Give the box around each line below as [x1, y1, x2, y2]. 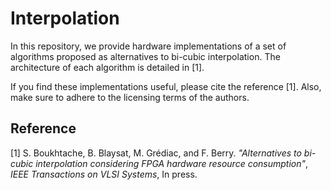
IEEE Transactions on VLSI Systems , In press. [10, 168, 198, 180]
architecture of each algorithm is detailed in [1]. [10, 61, 205, 73]
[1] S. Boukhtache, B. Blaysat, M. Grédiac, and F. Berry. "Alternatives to [10, 147, 302, 159]
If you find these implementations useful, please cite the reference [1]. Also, [10, 80, 322, 92]
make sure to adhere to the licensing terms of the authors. [10, 91, 250, 103]
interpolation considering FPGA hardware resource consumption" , [35, 157, 309, 169]
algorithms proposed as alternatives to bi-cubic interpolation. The [10, 50, 281, 62]
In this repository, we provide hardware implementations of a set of [10, 40, 287, 52]
